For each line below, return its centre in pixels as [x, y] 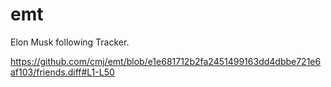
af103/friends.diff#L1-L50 [62, 72]
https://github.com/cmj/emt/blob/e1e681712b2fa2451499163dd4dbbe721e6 [166, 61]
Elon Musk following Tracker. [70, 42]
